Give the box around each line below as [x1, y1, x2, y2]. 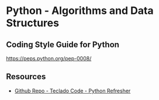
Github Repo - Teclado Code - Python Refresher [14, 87, 131, 94]
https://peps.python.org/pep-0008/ [6, 55, 92, 62]
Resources [6, 72, 46, 82]
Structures [6, 16, 60, 30]
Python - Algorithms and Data [6, 4, 154, 17]
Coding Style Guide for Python [6, 40, 120, 49]
